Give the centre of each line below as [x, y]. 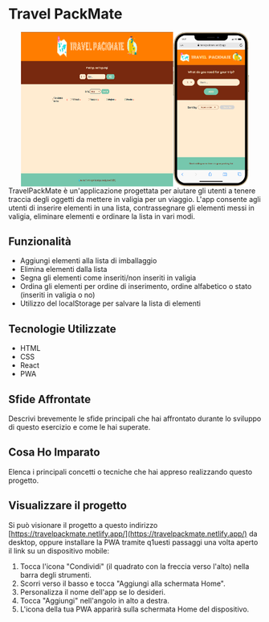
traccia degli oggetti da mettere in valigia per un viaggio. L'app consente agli [134, 199]
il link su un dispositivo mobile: [59, 550]
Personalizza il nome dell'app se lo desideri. [93, 591]
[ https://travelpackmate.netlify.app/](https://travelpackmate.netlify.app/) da [133, 533]
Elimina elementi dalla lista [63, 270]
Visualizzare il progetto [67, 506]
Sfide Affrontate [50, 399]
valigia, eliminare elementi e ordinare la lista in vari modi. [102, 216]
